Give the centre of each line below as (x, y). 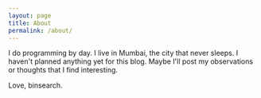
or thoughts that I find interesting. (63, 70)
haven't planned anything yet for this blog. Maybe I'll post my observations (130, 61)
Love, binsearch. (35, 85)
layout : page (30, 16)
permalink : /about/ (41, 30)
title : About (30, 23)
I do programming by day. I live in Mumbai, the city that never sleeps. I (123, 53)
